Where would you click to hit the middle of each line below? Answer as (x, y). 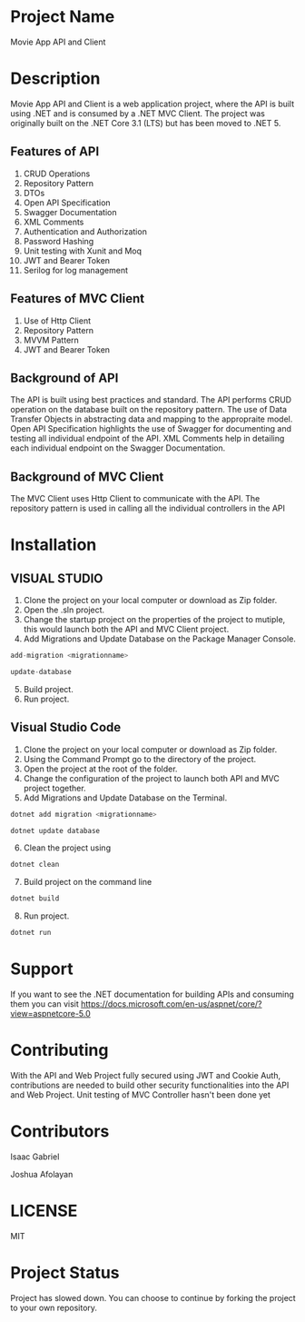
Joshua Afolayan (42, 1174)
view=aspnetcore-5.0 (51, 1014)
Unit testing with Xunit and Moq (83, 251)
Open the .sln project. (64, 610)
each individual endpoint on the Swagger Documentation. (118, 448)
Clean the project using (67, 848)
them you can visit (45, 1004)
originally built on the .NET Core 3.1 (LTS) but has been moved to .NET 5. (146, 123)
